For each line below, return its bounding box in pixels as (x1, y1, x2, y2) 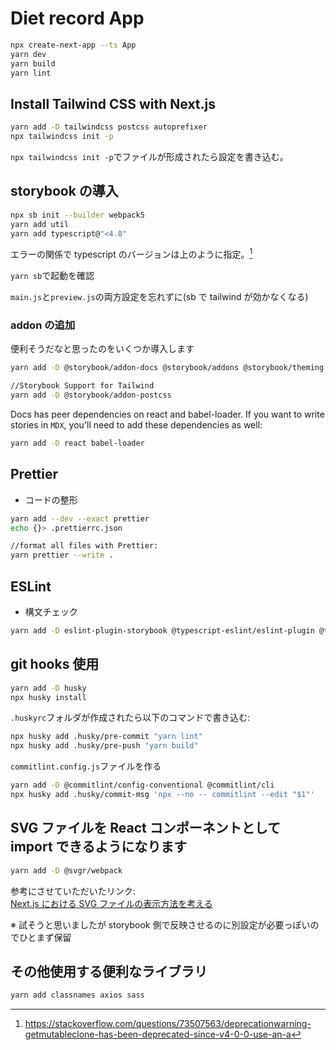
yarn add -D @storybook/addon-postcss (10, 390, 172, 401)
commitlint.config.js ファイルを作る (10, 760, 162, 772)
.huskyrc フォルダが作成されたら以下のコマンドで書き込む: (10, 712, 251, 724)
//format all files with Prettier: (10, 541, 159, 551)
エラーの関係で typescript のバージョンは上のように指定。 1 (10, 247, 253, 261)
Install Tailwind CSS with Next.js (10, 95, 217, 112)
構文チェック (24, 606, 78, 618)
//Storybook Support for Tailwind (10, 381, 155, 391)
